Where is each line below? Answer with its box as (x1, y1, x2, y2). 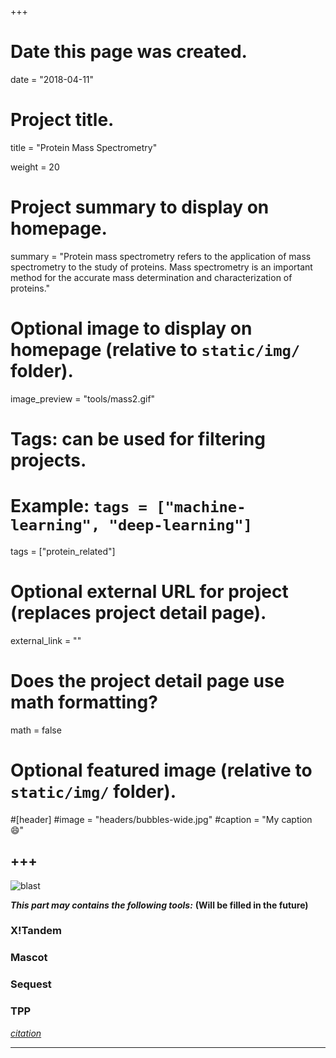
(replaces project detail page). (10, 602, 267, 625)
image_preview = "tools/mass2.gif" (10, 392, 156, 405)
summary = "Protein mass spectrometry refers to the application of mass (10, 250, 312, 262)
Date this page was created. (10, 41, 248, 63)
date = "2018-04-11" (10, 73, 95, 85)
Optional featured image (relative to (10, 759, 313, 781)
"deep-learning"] (108, 516, 253, 535)
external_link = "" (10, 634, 82, 646)
